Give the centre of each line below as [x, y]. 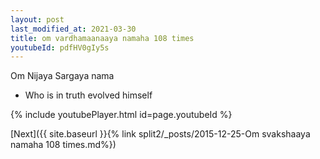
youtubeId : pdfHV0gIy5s [60, 47]
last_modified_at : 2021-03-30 [73, 29]
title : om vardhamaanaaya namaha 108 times [102, 38]
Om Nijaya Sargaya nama [62, 76]
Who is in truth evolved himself [88, 95]
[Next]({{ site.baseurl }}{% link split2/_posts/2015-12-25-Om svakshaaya [160, 134]
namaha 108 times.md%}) [63, 145]
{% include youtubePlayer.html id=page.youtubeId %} [121, 115]
